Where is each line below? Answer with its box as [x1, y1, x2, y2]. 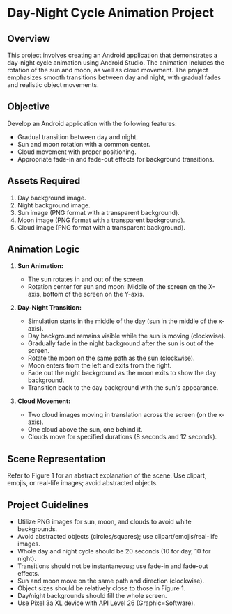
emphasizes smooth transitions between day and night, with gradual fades [7, 73, 222, 81]
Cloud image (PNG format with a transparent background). [17, 223, 186, 231]
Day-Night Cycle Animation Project [7, 5, 215, 21]
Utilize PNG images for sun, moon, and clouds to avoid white [17, 517, 192, 526]
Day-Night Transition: [17, 304, 82, 312]
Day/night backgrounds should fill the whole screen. [17, 592, 167, 600]
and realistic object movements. [7, 81, 99, 88]
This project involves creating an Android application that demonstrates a [7, 51, 218, 59]
